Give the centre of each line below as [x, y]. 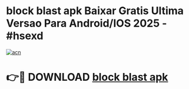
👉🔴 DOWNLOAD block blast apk [87, 77]
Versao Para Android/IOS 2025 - [87, 23]
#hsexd [25, 36]
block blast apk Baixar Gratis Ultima [95, 11]
